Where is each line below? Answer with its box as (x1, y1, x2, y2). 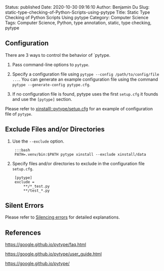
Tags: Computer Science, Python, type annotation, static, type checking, (5, 20, 152, 25)
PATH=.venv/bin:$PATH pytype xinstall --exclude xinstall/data (14, 152, 146, 157)
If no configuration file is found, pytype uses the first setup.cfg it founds (12, 91, 158, 97)
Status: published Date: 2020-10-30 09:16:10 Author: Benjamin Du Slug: (5, 4, 150, 10)
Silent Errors (5, 201, 44, 210)
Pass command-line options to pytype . (12, 61, 90, 68)
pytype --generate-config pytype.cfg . (12, 81, 91, 87)
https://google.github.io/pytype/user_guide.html (5, 251, 102, 257)
